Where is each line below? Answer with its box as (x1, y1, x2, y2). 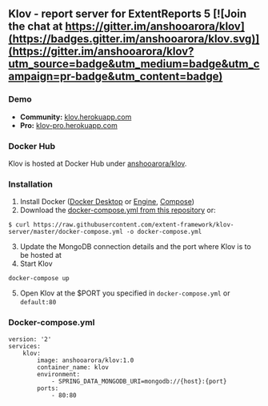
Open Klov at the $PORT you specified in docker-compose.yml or (19, 288, 230, 298)
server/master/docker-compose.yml (8, 228, 124, 236)
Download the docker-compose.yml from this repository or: (19, 205, 216, 215)
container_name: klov (37, 363, 110, 372)
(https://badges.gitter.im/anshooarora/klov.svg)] (8, 32, 260, 46)
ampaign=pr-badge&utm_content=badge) (8, 70, 223, 83)
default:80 (19, 299, 57, 307)
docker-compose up (8, 275, 70, 283)
